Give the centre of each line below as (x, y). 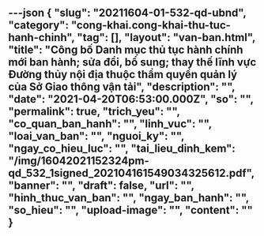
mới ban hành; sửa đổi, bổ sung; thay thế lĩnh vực (132, 62)
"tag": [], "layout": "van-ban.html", (166, 37)
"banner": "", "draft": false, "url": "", (102, 186)
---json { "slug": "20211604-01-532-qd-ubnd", (127, 13)
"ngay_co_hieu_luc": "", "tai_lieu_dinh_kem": (122, 149)
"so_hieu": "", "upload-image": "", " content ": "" (130, 210)
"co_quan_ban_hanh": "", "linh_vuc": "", (110, 124)
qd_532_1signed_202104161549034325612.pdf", (131, 173)
